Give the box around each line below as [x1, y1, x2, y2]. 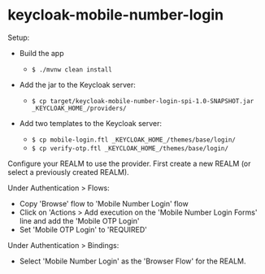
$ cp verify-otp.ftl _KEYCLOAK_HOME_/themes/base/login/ [31, 144, 229, 152]
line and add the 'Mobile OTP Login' [19, 215, 140, 225]
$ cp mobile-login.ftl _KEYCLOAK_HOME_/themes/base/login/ [31, 136, 237, 144]
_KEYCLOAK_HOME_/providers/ [31, 104, 127, 112]
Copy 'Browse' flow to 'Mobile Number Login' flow [19, 198, 189, 208]
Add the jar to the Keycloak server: [19, 80, 136, 89]
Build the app [19, 48, 64, 58]
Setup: [7, 33, 30, 42]
